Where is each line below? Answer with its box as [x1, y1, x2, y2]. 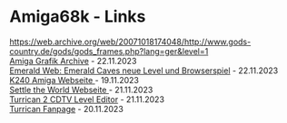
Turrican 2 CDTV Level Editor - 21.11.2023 [9, 93, 165, 105]
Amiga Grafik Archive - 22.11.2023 [9, 55, 137, 66]
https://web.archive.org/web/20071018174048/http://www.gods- [9, 36, 252, 47]
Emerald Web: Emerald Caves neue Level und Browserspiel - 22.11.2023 [9, 65, 279, 76]
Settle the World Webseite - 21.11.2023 [9, 84, 153, 95]
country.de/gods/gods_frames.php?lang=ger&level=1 [9, 45, 209, 56]
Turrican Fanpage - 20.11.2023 [9, 103, 124, 114]
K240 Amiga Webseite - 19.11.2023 [9, 74, 139, 85]
